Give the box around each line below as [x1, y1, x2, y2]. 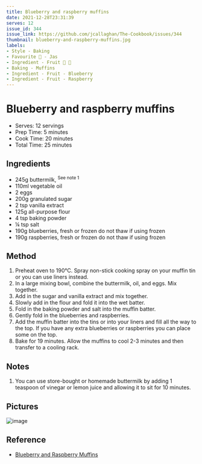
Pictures [6, 401, 39, 412]
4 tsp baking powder [14, 214, 67, 221]
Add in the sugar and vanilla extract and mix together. [14, 293, 148, 300]
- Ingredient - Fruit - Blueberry [6, 71, 93, 77]
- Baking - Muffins [6, 65, 55, 71]
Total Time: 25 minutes [14, 141, 72, 148]
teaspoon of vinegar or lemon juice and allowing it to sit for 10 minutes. [14, 384, 191, 391]
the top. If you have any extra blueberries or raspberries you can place [14, 325, 191, 332]
